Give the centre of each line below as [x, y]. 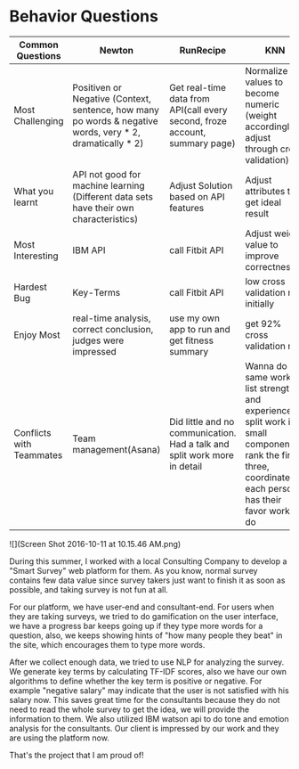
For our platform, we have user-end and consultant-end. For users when [141, 607]
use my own [194, 318]
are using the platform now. [59, 738]
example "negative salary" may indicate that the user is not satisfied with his [149, 690]
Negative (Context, [112, 98]
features [186, 208]
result [257, 213]
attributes [265, 191]
